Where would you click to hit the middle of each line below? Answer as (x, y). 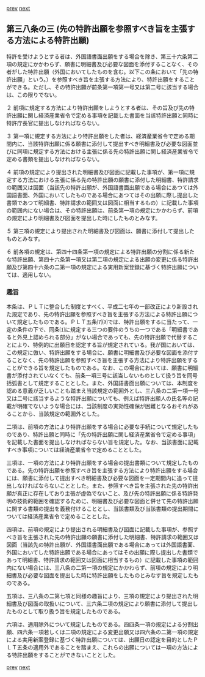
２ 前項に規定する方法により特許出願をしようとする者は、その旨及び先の (98, 108)
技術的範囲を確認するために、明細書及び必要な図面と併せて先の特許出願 (108, 501)
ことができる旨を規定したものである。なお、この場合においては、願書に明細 (102, 368)
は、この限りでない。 (33, 94)
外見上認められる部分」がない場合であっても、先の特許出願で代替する (105, 337)
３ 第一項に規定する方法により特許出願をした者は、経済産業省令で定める (98, 136)
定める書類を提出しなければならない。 (54, 159)
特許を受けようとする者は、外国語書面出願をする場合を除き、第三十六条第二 (102, 56)
